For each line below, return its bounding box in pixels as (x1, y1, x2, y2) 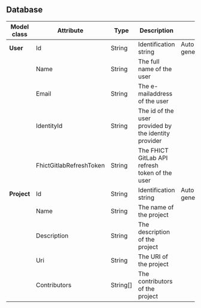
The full (138, 57, 160, 65)
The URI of (138, 252, 169, 261)
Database (6, 5, 43, 15)
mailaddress (138, 89, 173, 97)
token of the (138, 169, 172, 177)
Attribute (57, 26, 84, 35)
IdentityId (35, 121, 63, 130)
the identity (138, 129, 170, 137)
